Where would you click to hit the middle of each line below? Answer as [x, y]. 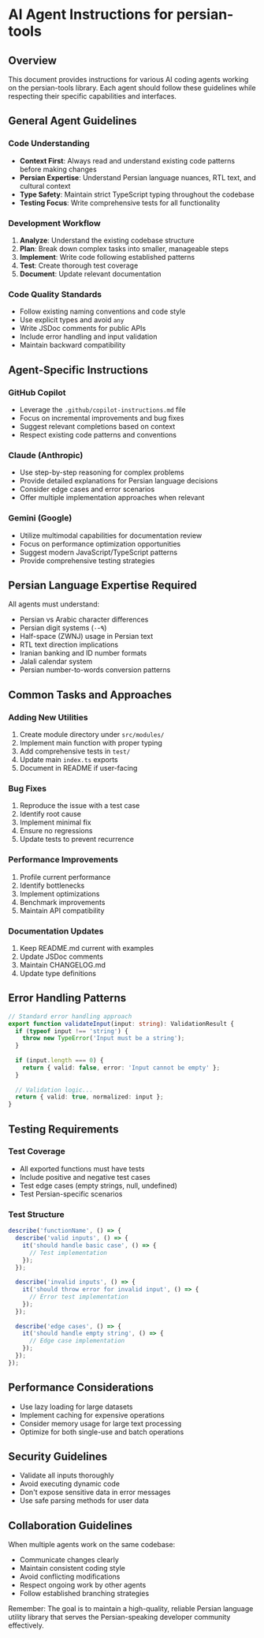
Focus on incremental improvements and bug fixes [102, 418]
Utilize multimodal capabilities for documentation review [111, 535]
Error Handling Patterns [67, 998]
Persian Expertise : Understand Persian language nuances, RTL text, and [138, 177]
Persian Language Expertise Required [102, 585]
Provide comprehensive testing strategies [87, 560]
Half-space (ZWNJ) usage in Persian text [86, 637]
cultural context [45, 186]
